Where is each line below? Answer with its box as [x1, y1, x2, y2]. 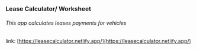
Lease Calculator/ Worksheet [5, 5, 91, 13]
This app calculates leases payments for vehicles [5, 19, 127, 26]
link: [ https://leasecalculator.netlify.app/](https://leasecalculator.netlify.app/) [5, 38, 192, 45]
